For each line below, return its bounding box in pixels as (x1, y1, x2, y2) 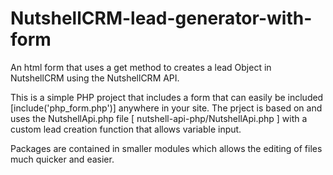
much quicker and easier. (10, 153, 115, 165)
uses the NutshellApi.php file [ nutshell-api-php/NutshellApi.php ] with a (10, 112, 308, 124)
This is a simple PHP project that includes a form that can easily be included (10, 91, 324, 103)
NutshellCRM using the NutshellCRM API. (10, 72, 180, 84)
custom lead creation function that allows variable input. (10, 123, 242, 135)
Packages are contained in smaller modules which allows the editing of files (10, 142, 323, 154)
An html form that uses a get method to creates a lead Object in (10, 61, 272, 73)
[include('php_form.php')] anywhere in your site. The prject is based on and (10, 102, 323, 114)
